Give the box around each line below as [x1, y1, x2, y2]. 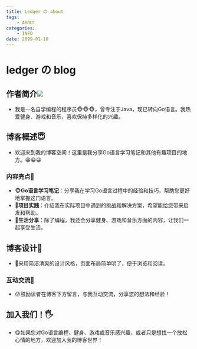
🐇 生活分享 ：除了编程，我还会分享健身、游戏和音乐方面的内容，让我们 [14, 216, 184, 224]
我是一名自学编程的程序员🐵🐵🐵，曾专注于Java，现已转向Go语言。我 [14, 106, 186, 112]
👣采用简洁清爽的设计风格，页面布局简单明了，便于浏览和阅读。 [14, 260, 168, 267]
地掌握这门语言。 [14, 195, 57, 202]
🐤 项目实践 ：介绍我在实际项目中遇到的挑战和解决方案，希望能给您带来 [14, 202, 184, 209]
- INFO [17, 31, 33, 37]
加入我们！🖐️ [6, 309, 54, 319]
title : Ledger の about [6, 8, 64, 15]
